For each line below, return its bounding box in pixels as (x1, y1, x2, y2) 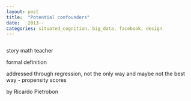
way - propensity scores (6, 76, 67, 84)
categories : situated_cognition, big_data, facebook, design (6, 25, 163, 32)
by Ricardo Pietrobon (6, 88, 59, 96)
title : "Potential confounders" (6, 14, 90, 20)
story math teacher (6, 47, 53, 54)
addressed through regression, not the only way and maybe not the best (6, 70, 185, 78)
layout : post (6, 8, 39, 15)
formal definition (6, 59, 47, 66)
